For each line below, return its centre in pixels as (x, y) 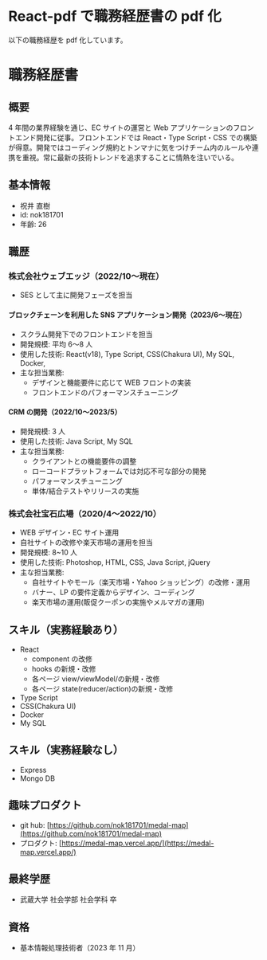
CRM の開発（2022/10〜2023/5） (65, 412)
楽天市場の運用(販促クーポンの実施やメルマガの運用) (118, 602)
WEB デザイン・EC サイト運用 (69, 533)
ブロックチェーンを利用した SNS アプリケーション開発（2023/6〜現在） (128, 315)
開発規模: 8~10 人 (49, 552)
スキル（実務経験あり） (66, 630)
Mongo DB (37, 778)
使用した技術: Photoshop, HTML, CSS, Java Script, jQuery (115, 562)
